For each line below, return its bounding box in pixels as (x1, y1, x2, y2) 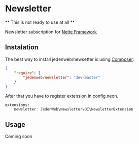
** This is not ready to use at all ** (5, 19, 75, 25)
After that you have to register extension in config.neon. (5, 93, 119, 99)
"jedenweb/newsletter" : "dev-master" (23, 75, 100, 80)
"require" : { (14, 70, 41, 75)
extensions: (5, 103, 30, 108)
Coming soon (5, 133, 33, 139)
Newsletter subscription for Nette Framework (5, 29, 97, 35)
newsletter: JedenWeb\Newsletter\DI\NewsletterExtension (14, 107, 134, 112)
